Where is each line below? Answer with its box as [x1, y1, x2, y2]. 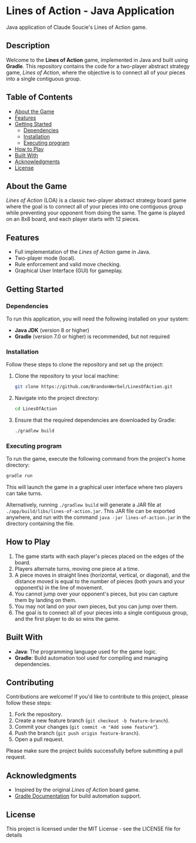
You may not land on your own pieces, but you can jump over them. [14, 603, 178, 610]
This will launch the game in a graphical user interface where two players [6, 483, 183, 490]
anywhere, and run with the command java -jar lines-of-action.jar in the [6, 514, 191, 521]
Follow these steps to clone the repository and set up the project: [6, 361, 164, 368]
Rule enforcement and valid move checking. [14, 261, 121, 268]
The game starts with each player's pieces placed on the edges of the [14, 553, 184, 560]
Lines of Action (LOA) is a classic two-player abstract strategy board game [6, 197, 187, 204]
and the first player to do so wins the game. [14, 615, 120, 622]
